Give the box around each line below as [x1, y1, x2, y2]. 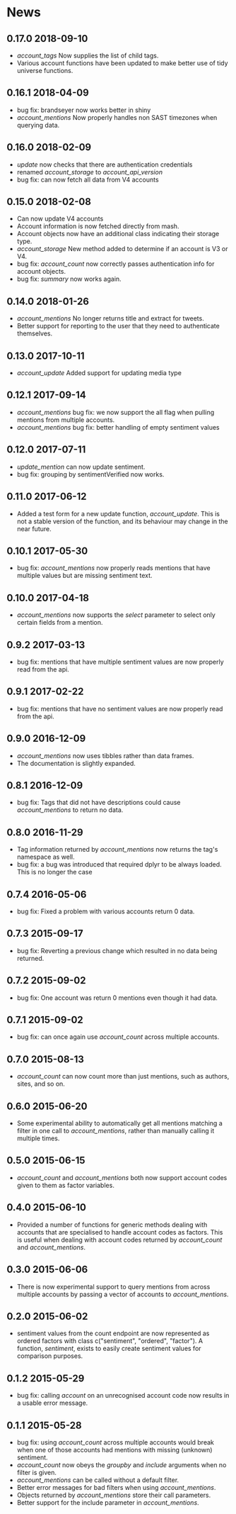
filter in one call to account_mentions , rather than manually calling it [16, 1127, 215, 1135]
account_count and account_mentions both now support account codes [16, 1173, 228, 1181]
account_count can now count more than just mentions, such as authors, [16, 1072, 230, 1081]
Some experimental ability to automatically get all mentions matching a [16, 1119, 223, 1128]
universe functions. [16, 67, 73, 74]
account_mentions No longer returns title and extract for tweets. [16, 314, 204, 323]
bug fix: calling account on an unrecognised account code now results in [16, 1391, 230, 1400]
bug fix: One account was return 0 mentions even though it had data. [16, 993, 218, 1002]
